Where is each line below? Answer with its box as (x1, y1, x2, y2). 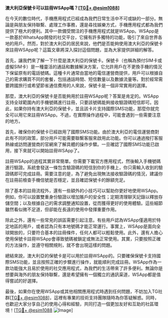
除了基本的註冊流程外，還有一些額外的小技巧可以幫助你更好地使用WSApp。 (5, 188, 161, 193)
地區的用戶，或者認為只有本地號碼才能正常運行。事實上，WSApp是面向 (9, 223, 156, 229)
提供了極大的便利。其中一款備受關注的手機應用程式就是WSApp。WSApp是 (5, 28, 159, 34)
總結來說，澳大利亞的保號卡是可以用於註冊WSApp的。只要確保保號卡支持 (5, 253, 156, 258)
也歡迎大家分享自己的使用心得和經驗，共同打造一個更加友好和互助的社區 (5, 301, 154, 307)
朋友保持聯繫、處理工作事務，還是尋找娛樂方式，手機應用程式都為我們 (18, 22, 163, 28)
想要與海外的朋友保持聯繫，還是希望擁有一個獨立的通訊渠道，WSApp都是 (5, 271, 156, 277)
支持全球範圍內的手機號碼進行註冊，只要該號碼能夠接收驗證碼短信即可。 (5, 100, 154, 105)
